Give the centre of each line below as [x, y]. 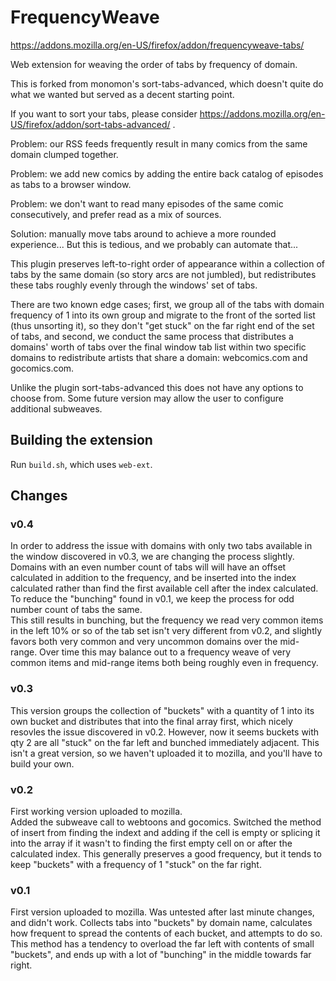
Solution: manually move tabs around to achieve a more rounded [143, 233]
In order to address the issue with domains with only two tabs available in [161, 546]
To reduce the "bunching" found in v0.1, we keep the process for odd [152, 599]
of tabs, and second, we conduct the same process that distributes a [152, 336]
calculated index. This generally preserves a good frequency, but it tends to [166, 854]
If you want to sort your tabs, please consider [104, 113]
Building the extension [81, 440]
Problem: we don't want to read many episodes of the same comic [147, 203]
